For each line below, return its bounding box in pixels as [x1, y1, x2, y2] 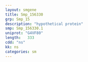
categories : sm [5, 49, 37, 54]
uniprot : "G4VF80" [5, 30, 43, 35]
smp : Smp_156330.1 [5, 26, 43, 31]
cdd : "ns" [5, 40, 26, 45]
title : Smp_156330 [5, 12, 43, 17]
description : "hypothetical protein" [5, 21, 84, 26]
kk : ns [5, 44, 19, 49]
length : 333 [5, 35, 35, 40]
